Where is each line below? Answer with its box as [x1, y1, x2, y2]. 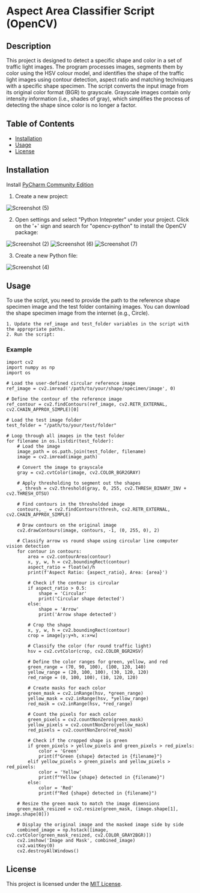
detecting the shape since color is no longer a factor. [6, 101, 137, 109]
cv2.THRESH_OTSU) [6, 491, 50, 497]
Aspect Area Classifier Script [6, 4, 155, 18]
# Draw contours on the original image [17, 522, 117, 528]
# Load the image [17, 443, 61, 449]
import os [6, 369, 31, 376]
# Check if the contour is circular [28, 580, 120, 586]
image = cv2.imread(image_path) [17, 453, 98, 460]
